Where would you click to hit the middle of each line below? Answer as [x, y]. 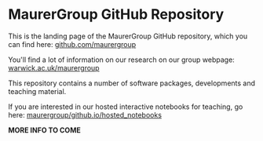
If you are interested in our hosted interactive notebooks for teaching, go [126, 107]
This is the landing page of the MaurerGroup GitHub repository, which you [128, 36]
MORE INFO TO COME [44, 130]
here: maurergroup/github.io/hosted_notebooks [85, 114]
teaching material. [37, 91]
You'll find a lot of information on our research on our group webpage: [122, 60]
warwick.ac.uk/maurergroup [54, 67]
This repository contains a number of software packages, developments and [132, 83]
